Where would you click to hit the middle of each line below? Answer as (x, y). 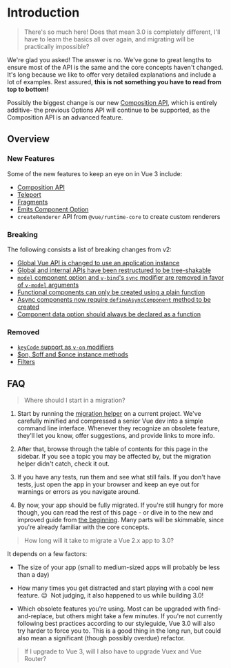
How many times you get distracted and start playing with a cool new (115, 588)
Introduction (43, 13)
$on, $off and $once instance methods (73, 354)
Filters (26, 362)
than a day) (33, 575)
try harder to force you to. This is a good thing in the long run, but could (119, 631)
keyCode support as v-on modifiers (65, 347)
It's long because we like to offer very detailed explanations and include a (112, 75)
